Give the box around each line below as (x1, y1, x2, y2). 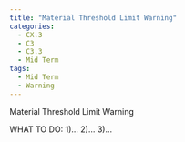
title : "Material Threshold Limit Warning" (9, 13, 178, 23)
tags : (9, 65, 30, 74)
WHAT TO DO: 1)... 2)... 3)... (9, 124, 113, 135)
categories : (9, 22, 55, 31)
